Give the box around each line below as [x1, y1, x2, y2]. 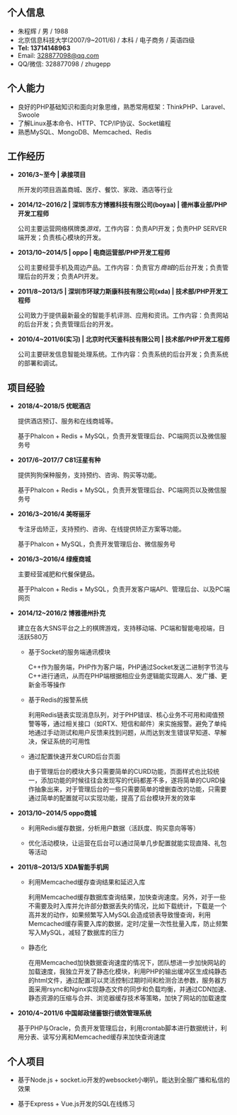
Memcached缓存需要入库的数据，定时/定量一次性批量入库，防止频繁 [28, 920, 229, 928]
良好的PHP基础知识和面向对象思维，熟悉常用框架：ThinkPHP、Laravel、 [17, 102, 229, 111]
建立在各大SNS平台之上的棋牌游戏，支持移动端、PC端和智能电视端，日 [17, 624, 225, 632]
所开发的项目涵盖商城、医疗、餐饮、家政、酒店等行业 [17, 185, 173, 194]
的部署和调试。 [17, 359, 62, 367]
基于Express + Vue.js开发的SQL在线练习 [17, 1099, 136, 1108]
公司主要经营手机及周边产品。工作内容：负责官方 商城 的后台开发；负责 [17, 263, 223, 272]
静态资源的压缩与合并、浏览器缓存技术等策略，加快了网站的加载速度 [28, 994, 227, 1002]
